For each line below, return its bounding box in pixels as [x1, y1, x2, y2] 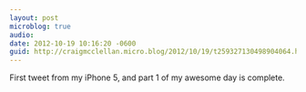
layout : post [9, 13, 59, 23]
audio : [9, 30, 35, 39]
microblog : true [9, 22, 71, 31]
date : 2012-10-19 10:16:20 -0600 [9, 38, 137, 48]
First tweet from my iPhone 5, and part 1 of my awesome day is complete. [9, 72, 285, 83]
